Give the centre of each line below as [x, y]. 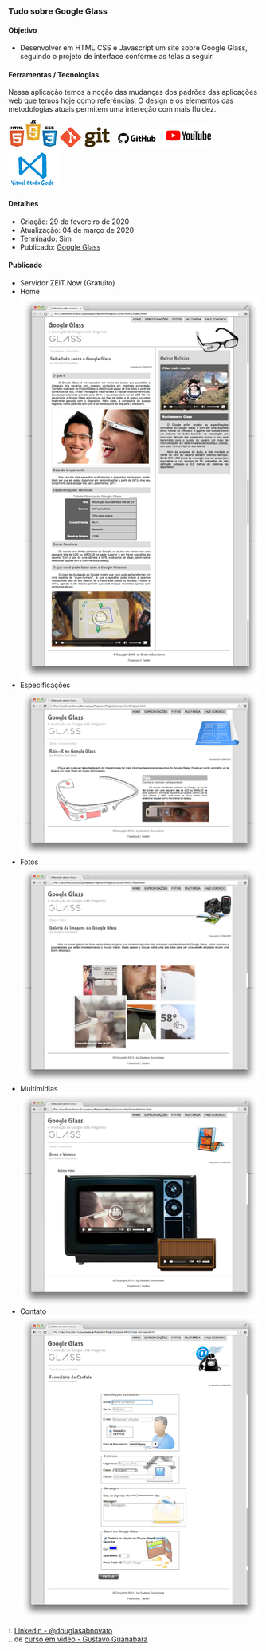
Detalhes [23, 203]
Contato [33, 1311]
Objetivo [23, 30]
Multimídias [39, 1088]
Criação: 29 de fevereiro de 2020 [74, 222]
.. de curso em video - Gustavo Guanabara [78, 1639]
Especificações [45, 685]
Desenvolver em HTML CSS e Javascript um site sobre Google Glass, [134, 48]
